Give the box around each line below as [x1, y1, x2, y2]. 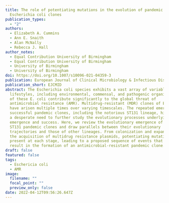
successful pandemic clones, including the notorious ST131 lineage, [10, 110, 158, 116]
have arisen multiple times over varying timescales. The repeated [10, 106, 154, 111]
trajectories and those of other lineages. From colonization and [10, 129, 152, 134]
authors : [5, 26, 24, 31]
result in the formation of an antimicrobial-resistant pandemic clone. [10, 143, 165, 149]
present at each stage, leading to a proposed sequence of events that [10, 139, 163, 144]
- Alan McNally [10, 40, 42, 45]
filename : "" [10, 176, 37, 181]
